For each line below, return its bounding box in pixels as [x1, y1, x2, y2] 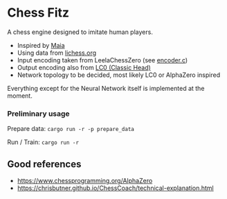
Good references [7, 158, 82, 170]
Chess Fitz [7, 5, 70, 21]
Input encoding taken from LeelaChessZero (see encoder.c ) [17, 55, 188, 64]
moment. [7, 92, 33, 100]
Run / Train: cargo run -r [7, 138, 80, 146]
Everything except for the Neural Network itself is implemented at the [7, 84, 205, 92]
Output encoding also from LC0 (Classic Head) [17, 63, 151, 71]
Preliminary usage [7, 109, 71, 119]
